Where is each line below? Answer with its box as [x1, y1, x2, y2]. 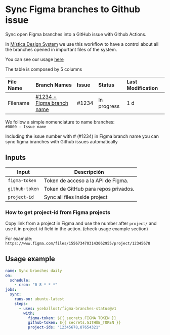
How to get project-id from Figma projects [5, 208, 110, 216]
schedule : [10, 278, 30, 283]
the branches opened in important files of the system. [5, 46, 117, 52]
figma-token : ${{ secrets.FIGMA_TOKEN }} [27, 315, 116, 321]
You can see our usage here [5, 56, 64, 62]
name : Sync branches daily [5, 268, 62, 273]
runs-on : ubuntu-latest [14, 296, 65, 302]
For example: [5, 235, 33, 242]
